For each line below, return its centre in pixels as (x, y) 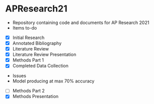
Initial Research (28, 37)
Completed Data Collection (41, 66)
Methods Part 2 (29, 91)
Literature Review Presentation (44, 54)
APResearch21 (36, 9)
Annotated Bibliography (37, 43)
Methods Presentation (35, 96)
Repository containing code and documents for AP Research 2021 (81, 22)
